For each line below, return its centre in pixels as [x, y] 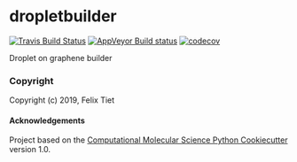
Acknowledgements [47, 120]
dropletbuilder [63, 16]
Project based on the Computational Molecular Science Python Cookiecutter [148, 140]
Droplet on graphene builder [61, 58]
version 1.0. [30, 150]
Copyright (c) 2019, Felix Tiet [62, 100]
